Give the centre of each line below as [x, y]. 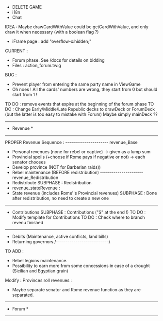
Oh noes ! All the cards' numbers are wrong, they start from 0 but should [85, 89]
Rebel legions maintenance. [40, 260]
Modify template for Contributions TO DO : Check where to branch [78, 217]
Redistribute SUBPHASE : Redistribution [52, 183]
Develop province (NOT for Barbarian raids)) [56, 167]
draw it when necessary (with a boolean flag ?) [52, 32]
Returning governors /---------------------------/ [61, 242]
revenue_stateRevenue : [36, 188]
